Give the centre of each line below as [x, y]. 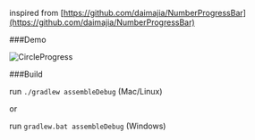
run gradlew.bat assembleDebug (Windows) [88, 126]
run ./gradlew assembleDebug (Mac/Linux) [86, 91]
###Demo [28, 40]
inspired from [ [37, 13]
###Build [26, 74]
